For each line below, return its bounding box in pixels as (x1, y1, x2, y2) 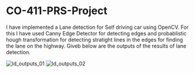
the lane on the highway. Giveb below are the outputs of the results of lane (6, 42, 187, 49)
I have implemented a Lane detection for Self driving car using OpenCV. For (6, 24, 189, 31)
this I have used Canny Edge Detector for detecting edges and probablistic (6, 29, 187, 36)
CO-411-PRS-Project (6, 4, 107, 18)
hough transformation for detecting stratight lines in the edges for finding (6, 36, 183, 43)
